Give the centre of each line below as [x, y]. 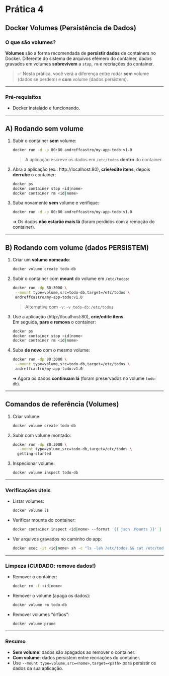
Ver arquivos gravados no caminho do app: [57, 539]
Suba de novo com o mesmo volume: [51, 350]
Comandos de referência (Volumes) [62, 404]
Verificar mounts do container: [44, 520]
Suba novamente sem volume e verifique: [56, 203]
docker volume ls [31, 511]
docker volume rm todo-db [39, 605]
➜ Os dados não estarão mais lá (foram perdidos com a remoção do [83, 222]
